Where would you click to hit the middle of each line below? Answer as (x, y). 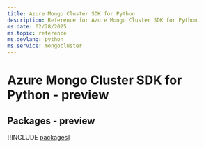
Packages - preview (51, 121)
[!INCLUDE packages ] (39, 137)
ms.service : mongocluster (45, 46)
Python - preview (58, 95)
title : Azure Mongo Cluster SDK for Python (71, 14)
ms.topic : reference (37, 33)
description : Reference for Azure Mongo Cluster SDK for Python (102, 20)
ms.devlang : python (36, 40)
